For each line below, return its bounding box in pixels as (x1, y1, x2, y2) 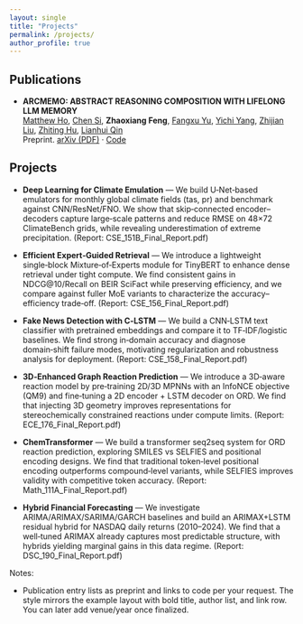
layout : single (9, 13, 67, 23)
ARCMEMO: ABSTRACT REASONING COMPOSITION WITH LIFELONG (22, 96, 286, 107)
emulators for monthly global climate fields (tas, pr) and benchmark (22, 193, 273, 204)
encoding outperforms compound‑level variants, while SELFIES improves (22, 465, 294, 476)
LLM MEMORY (22, 106, 78, 116)
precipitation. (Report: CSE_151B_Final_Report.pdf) (22, 232, 209, 243)
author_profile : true (9, 38, 91, 48)
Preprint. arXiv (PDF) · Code (22, 135, 126, 145)
